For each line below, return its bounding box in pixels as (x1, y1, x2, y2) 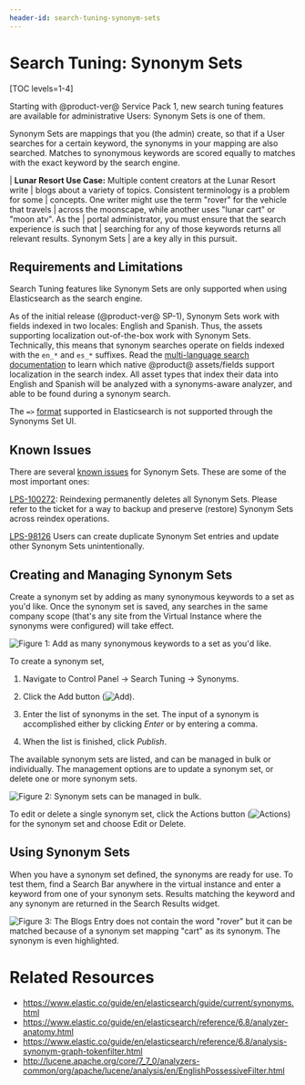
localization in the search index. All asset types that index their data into (9, 369, 280, 380)
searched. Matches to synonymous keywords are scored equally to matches (9, 147, 296, 158)
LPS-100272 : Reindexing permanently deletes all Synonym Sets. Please (9, 494, 278, 505)
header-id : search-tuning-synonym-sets (9, 13, 161, 23)
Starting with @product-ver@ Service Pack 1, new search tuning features (9, 100, 284, 111)
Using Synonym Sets (9, 845, 130, 861)
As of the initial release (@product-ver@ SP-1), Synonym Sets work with (9, 311, 280, 322)
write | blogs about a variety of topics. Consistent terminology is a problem (9, 184, 290, 195)
